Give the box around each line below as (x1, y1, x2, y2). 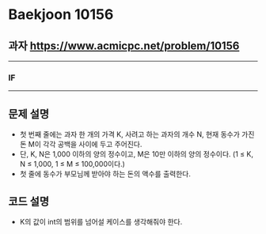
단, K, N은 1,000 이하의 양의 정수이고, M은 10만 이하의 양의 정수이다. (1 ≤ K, (19, 149, 253, 159)
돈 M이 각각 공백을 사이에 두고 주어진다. (19, 140, 142, 149)
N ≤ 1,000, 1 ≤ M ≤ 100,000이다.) (19, 160, 125, 169)
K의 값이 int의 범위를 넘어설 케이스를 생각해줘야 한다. (19, 217, 183, 226)
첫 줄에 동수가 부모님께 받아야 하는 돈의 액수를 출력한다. (19, 169, 192, 179)
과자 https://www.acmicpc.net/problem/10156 (8, 39, 240, 52)
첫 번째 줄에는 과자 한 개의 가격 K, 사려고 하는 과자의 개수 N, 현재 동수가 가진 (19, 130, 255, 139)
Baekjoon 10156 (8, 6, 114, 24)
